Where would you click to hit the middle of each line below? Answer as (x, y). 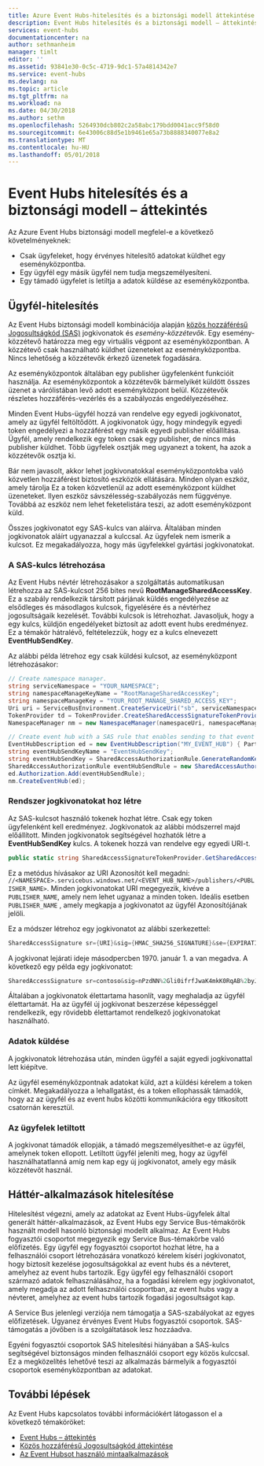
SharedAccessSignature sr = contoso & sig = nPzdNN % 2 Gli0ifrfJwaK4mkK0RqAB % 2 (128, 981)
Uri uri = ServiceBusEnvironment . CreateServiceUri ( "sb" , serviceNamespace (133, 708)
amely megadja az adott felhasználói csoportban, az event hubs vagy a (123, 1289)
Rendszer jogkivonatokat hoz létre (75, 801)
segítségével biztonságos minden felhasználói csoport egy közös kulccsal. (129, 1353)
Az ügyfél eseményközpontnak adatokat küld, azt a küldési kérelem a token (130, 1082)
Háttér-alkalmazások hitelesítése (91, 1195)
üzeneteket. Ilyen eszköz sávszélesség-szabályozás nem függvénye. (120, 496)
